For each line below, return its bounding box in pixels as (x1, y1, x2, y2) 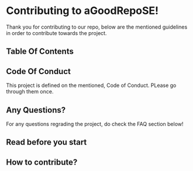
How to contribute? (6, 157, 78, 167)
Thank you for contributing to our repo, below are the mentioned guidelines (6, 23, 188, 30)
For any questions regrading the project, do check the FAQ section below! (6, 120, 184, 127)
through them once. (6, 88, 54, 95)
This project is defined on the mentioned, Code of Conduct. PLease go (6, 82, 177, 89)
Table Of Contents (6, 47, 74, 57)
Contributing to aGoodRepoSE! (6, 4, 159, 18)
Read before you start (6, 137, 87, 147)
